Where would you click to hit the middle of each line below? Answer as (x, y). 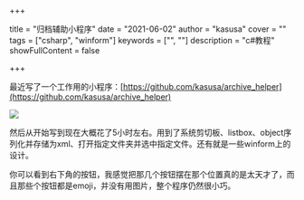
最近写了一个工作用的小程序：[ (66, 86)
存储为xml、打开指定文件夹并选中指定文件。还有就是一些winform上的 (162, 144)
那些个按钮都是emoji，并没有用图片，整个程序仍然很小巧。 (126, 186)
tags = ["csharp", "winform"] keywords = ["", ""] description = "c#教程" (142, 40)
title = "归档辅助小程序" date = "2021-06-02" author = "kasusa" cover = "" (148, 29)
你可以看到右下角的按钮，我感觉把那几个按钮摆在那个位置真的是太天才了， (148, 174)
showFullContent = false (55, 50)
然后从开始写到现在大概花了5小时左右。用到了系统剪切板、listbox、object (147, 133)
